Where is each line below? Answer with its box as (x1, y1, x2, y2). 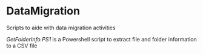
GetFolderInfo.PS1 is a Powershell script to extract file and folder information (6, 35, 197, 43)
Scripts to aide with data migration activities (6, 24, 116, 31)
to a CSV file (6, 42, 38, 49)
